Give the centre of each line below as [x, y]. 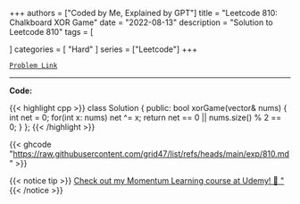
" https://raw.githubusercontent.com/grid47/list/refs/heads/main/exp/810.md [150, 154]
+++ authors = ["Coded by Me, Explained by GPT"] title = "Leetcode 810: [144, 13]
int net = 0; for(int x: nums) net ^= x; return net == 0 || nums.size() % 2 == [146, 117]
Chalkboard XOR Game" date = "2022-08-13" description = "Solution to [142, 22]
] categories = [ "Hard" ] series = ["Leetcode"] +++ [104, 49]
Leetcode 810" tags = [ [51, 32]
